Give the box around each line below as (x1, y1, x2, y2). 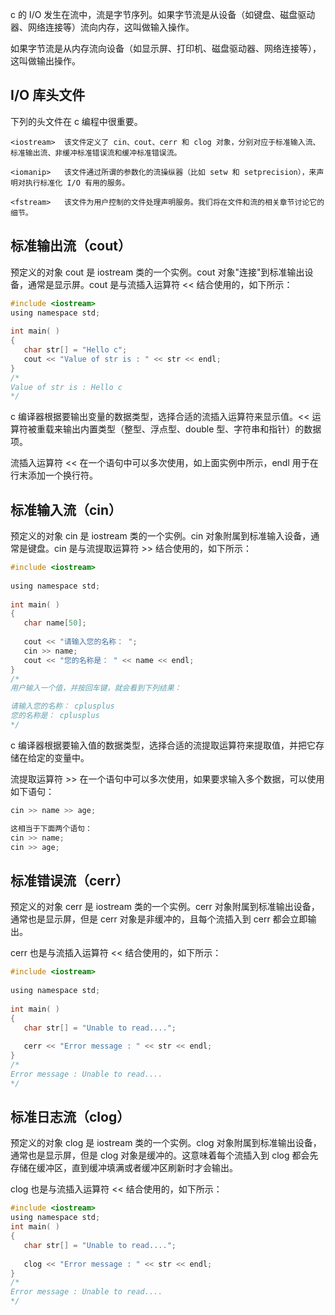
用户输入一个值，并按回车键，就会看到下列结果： (10, 683, 182, 693)
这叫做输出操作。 (10, 55, 81, 67)
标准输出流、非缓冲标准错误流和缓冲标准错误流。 (10, 148, 182, 158)
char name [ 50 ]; (23, 618, 87, 628)
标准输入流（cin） (10, 501, 123, 518)
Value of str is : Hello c (10, 382, 123, 392)
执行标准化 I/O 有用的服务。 (24, 178, 130, 188)
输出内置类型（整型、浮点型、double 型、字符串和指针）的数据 (62, 423, 322, 435)
